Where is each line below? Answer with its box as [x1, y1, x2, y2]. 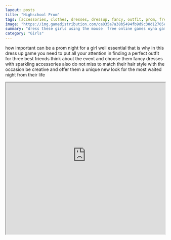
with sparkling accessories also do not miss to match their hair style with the [5, 61, 165, 67]
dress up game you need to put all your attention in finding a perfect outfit [5, 50, 159, 56]
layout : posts [5, 7, 35, 13]
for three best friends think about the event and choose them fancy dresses [5, 56, 163, 61]
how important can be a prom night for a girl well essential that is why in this [5, 45, 164, 51]
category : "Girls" [5, 31, 44, 36]
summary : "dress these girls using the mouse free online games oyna [5, 26, 157, 31]
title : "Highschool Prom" [5, 12, 60, 17]
